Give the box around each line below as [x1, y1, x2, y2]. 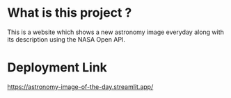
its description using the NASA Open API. [7, 35, 125, 43]
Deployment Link [7, 60, 108, 76]
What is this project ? [7, 5, 132, 21]
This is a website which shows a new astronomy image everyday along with [7, 28, 225, 36]
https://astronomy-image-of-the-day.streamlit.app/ [7, 82, 154, 91]
